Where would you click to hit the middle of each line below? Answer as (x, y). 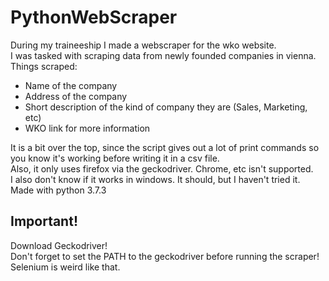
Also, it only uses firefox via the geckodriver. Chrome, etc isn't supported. (162, 168)
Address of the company (76, 96)
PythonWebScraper (94, 17)
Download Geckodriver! (59, 245)
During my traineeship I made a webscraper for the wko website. (143, 45)
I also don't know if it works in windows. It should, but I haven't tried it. (155, 179)
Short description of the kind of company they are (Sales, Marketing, (166, 107)
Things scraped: (44, 66)
